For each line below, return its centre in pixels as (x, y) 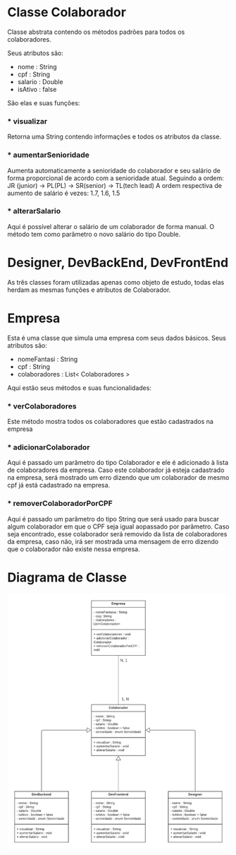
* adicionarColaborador (49, 447)
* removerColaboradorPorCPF (60, 504)
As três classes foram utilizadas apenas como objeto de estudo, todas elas (116, 282)
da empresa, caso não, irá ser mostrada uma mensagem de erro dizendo (113, 541)
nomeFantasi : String (48, 359)
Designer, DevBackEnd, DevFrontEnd (118, 263)
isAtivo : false (37, 89)
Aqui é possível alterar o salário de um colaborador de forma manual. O (111, 226)
